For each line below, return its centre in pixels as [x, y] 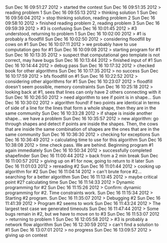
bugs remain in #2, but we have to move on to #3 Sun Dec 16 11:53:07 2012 [82, 214]
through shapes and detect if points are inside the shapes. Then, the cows [82, 124]
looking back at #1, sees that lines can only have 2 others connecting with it [83, 92]
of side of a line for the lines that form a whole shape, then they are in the [81, 108]
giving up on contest [26, 235]
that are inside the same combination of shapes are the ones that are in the [82, 129]
